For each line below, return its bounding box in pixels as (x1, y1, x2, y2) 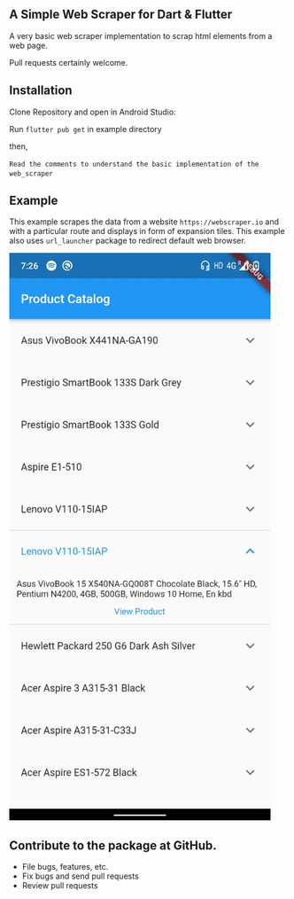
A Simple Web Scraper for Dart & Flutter (9, 7, 233, 22)
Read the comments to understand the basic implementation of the (9, 160, 259, 168)
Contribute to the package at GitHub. (9, 838, 217, 853)
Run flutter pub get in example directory (9, 123, 162, 134)
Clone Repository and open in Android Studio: (9, 106, 176, 117)
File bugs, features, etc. (21, 862, 109, 872)
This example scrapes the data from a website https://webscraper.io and (9, 216, 280, 227)
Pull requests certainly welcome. (9, 57, 128, 67)
